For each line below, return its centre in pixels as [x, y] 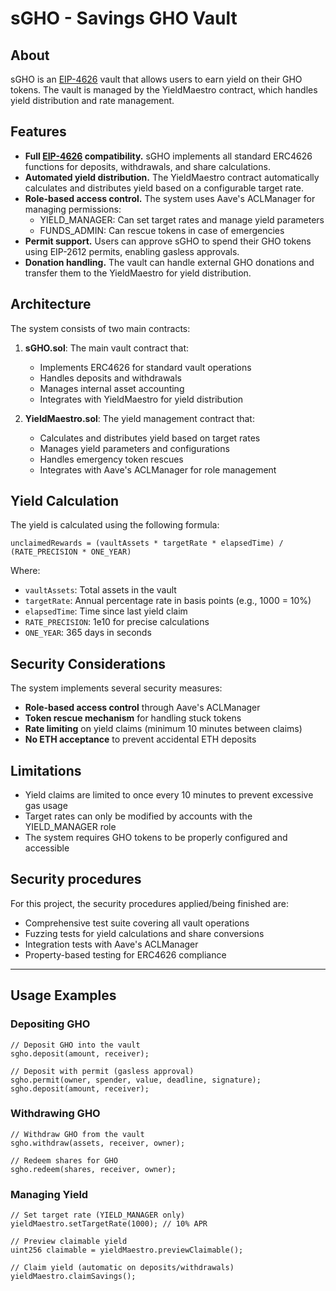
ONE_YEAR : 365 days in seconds [88, 633]
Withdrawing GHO [55, 1114]
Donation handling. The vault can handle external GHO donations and [169, 262]
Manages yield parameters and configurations [134, 448]
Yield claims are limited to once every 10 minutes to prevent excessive [169, 795]
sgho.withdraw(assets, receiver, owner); [98, 1143]
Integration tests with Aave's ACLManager [111, 944]
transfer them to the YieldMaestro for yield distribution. [138, 273]
